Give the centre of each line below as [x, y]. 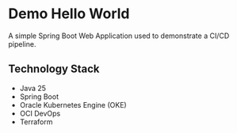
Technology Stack [54, 69]
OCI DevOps [40, 113]
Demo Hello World [69, 14]
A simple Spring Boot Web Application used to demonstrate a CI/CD [119, 36]
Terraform [36, 122]
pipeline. [22, 44]
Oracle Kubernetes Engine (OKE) [73, 104]
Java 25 [32, 88]
